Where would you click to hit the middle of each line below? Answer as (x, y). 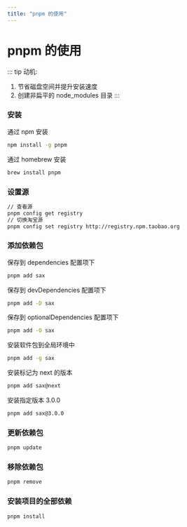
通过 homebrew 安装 (37, 159)
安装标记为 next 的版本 (40, 373)
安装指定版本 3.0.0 (34, 400)
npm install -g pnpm (37, 145)
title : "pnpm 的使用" (37, 14)
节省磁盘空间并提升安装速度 (57, 86)
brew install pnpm (34, 173)
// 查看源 (20, 207)
